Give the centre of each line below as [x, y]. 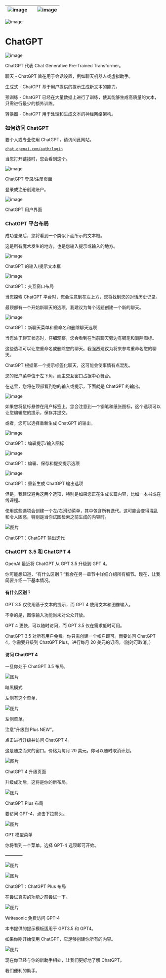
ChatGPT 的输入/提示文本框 [33, 266]
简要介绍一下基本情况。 [29, 580]
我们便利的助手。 [22, 971]
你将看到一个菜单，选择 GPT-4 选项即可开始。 [52, 845]
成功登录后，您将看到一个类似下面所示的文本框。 [55, 235]
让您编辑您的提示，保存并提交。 [38, 412]
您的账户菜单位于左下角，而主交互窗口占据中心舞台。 [59, 375]
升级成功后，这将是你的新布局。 [38, 782]
